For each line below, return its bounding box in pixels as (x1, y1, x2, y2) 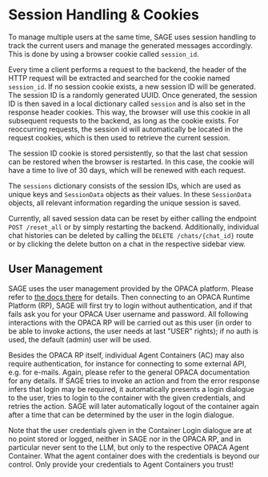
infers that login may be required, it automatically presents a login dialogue (8, 384, 254, 394)
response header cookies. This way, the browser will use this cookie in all (8, 107, 250, 117)
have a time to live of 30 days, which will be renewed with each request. (8, 165, 246, 175)
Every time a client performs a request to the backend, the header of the (8, 64, 247, 74)
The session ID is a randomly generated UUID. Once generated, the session (8, 90, 258, 99)
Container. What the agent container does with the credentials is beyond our (8, 451, 260, 460)
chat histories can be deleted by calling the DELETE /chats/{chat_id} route (8, 230, 254, 240)
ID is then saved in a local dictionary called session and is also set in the (8, 99, 246, 108)
